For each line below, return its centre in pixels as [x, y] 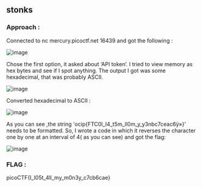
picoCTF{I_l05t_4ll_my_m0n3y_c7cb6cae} [58, 177]
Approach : [23, 27]
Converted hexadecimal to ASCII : [49, 100]
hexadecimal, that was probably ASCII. [55, 77]
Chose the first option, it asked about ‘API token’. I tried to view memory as [99, 64]
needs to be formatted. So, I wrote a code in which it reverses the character [101, 131]
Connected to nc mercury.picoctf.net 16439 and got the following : [90, 40]
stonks [20, 10]
